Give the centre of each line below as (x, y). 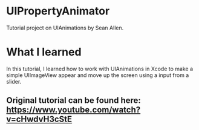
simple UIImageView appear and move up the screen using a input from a (98, 75)
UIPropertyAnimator (58, 11)
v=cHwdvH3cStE (39, 119)
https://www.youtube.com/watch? (73, 110)
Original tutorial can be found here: (73, 101)
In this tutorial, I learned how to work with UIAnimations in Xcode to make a (100, 69)
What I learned (44, 52)
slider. (14, 81)
